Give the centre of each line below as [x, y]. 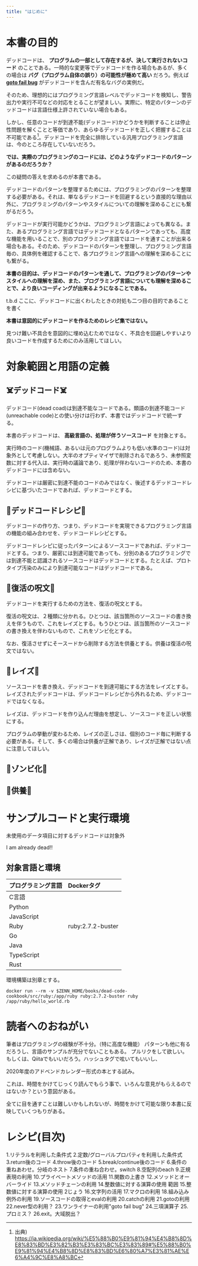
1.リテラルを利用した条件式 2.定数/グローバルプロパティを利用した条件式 [94, 1155]
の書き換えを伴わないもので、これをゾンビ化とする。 [71, 631]
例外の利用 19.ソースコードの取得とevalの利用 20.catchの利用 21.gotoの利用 [98, 1199]
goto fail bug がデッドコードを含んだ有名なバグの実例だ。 [77, 82]
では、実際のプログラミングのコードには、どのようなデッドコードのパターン [99, 157]
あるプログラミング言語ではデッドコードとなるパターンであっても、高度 [103, 231]
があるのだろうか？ [29, 164]
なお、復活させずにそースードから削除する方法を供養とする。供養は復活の [96, 643]
